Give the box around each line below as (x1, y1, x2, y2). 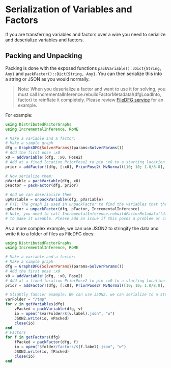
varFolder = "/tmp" (5, 297, 47, 302)
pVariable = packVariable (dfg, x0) (5, 178, 81, 183)
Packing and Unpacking (5, 52, 82, 60)
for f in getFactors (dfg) (5, 335, 60, 340)
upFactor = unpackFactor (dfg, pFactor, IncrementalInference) (5, 206, 140, 211)
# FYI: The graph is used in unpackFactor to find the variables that (5, 202, 158, 207)
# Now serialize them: (5, 174, 53, 179)
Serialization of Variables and (5, 4, 132, 15)
